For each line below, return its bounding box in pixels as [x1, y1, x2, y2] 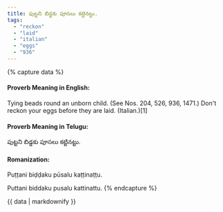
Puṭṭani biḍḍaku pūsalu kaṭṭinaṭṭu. [7, 170, 103, 179]
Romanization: [7, 155, 50, 164]
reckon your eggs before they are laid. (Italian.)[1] [7, 107, 148, 115]
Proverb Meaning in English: [7, 84, 90, 92]
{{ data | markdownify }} [7, 197, 77, 206]
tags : [7, 17, 23, 24]
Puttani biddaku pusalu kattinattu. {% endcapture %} [7, 184, 157, 193]
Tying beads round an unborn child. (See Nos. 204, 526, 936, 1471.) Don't [7, 99, 217, 107]
